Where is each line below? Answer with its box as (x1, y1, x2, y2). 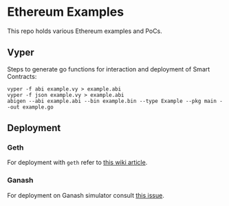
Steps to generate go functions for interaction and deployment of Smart (7, 65, 210, 73)
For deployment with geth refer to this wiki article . (7, 159, 148, 167)
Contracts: (7, 72, 37, 80)
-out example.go (7, 104, 54, 111)
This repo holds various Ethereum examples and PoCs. (7, 27, 163, 35)
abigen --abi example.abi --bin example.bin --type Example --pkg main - (7, 98, 223, 104)
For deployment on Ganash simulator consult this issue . (7, 191, 165, 199)
